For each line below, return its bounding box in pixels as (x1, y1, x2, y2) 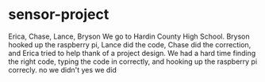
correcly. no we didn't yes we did (8, 65, 117, 74)
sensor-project (8, 6, 109, 24)
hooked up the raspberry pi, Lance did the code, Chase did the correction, (8, 39, 252, 49)
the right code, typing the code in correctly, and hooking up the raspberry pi (8, 57, 258, 66)
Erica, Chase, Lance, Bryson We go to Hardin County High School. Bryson (8, 32, 250, 41)
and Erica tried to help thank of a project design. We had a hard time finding (8, 48, 256, 58)
